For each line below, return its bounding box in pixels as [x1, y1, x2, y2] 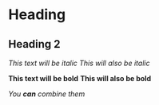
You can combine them [8, 89, 85, 99]
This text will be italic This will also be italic [8, 58, 150, 68]
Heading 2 [8, 37, 62, 51]
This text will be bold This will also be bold [8, 74, 152, 83]
